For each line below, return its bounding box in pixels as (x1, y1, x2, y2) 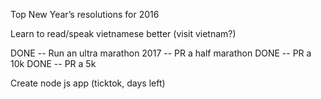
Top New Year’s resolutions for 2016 (10, 9, 160, 20)
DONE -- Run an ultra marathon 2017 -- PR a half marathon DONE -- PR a (10, 47, 312, 59)
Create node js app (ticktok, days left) (10, 77, 166, 89)
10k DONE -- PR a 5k (10, 58, 97, 69)
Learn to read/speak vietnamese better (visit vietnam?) (10, 28, 237, 39)
